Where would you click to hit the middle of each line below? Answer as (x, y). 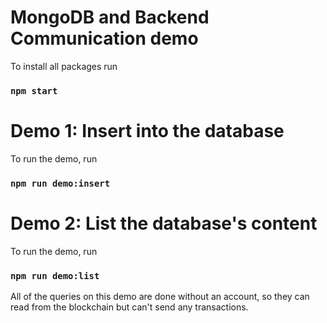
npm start (34, 90)
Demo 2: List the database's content (164, 223)
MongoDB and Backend (110, 17)
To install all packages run (64, 66)
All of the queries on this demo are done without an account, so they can (160, 296)
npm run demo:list (55, 275)
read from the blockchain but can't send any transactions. (129, 307)
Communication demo (104, 38)
